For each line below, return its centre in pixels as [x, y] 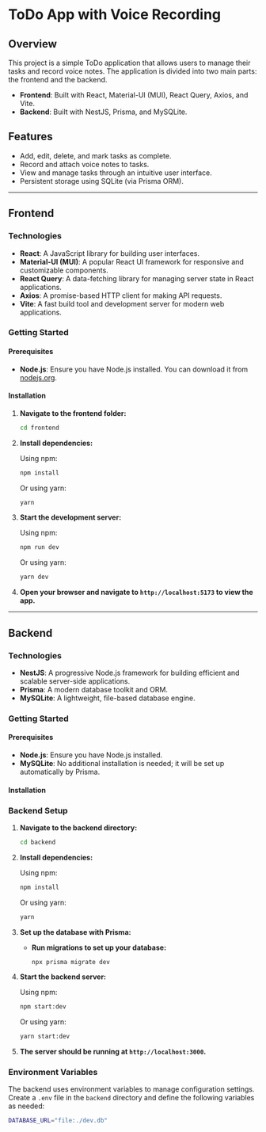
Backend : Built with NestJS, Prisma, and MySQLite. [103, 112]
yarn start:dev [45, 1037]
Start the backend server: [63, 977]
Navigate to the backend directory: [78, 827]
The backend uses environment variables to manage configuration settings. [131, 1089]
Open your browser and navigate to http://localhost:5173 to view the [136, 593]
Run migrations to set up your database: [99, 947]
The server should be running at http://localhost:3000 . [113, 1052]
